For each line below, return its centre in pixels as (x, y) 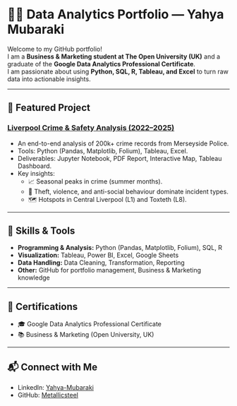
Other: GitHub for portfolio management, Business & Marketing (109, 270)
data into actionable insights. (49, 79)
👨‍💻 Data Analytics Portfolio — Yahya (116, 14)
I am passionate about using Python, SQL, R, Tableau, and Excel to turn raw (118, 71)
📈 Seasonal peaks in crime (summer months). (95, 181)
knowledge (34, 277)
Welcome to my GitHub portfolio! (55, 49)
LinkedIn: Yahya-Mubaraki (55, 388)
